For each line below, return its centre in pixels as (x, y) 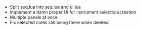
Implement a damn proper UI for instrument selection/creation (73, 12)
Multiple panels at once (34, 17)
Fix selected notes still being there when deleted (59, 22)
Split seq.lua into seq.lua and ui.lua (45, 7)
